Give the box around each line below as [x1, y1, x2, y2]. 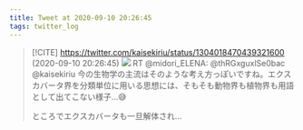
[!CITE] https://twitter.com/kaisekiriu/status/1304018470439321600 [31, 46, 285, 57]
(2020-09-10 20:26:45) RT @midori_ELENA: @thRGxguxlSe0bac [31, 57, 286, 68]
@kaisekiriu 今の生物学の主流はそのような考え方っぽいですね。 [31, 68, 269, 79]
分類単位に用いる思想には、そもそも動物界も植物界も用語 [79, 79, 295, 91]
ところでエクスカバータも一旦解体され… [31, 110, 182, 121]
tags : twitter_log [9, 22, 79, 31]
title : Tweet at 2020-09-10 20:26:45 [9, 13, 152, 23]
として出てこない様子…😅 [31, 91, 127, 102]
